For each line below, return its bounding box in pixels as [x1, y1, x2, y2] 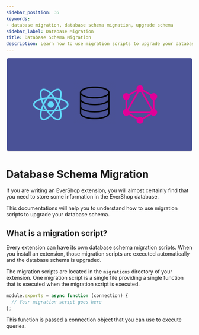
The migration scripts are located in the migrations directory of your [6, 268, 173, 275]
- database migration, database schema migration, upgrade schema [6, 22, 174, 28]
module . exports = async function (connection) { [6, 293, 129, 299]
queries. [6, 322, 27, 329]
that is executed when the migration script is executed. [6, 280, 140, 288]
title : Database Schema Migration [6, 34, 92, 41]
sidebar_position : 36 [6, 9, 60, 15]
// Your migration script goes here [11, 299, 102, 305]
